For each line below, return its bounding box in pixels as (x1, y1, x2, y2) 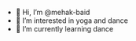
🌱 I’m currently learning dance (15, 24, 114, 33)
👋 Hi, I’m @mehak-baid (15, 8, 90, 17)
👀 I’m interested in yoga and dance (15, 16, 128, 25)
